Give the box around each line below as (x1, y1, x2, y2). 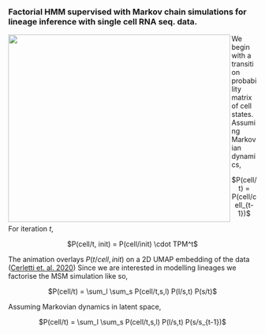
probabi (231, 76, 257, 85)
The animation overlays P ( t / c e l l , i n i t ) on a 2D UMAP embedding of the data (8, 255, 250, 265)
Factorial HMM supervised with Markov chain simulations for (8, 6, 247, 17)
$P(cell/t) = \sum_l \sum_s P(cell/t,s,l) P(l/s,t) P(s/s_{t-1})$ (38, 317, 227, 327)
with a (231, 51, 252, 61)
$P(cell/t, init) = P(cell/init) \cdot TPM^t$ (66, 239, 199, 249)
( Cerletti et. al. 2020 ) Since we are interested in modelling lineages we (8, 263, 237, 272)
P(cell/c (231, 192, 257, 201)
